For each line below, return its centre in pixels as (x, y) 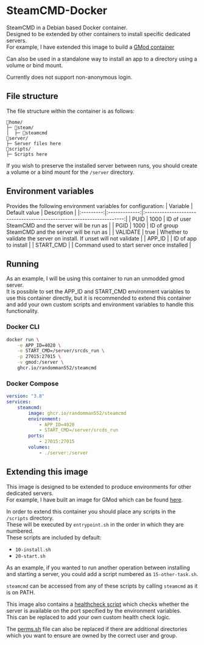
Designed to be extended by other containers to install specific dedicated (98, 34)
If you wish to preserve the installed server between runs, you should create (102, 165)
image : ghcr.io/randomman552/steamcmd (77, 413)
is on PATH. (21, 592)
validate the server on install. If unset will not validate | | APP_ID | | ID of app (101, 238)
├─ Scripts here (27, 154)
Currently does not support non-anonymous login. (69, 77)
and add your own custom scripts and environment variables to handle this (100, 304)
